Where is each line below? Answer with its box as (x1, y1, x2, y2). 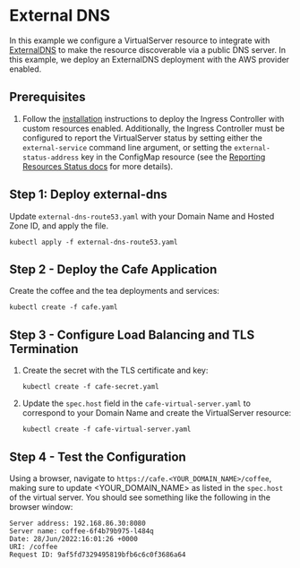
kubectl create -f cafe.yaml (9, 303, 118, 312)
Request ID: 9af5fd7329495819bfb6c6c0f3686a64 (9, 550, 186, 559)
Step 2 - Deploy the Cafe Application (9, 262, 218, 277)
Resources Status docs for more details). (21, 160, 174, 171)
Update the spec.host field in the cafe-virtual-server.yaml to (21, 398, 251, 409)
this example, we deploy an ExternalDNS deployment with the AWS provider (9, 54, 289, 65)
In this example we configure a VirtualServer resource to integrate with (9, 35, 270, 46)
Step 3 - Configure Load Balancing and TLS (9, 327, 255, 342)
